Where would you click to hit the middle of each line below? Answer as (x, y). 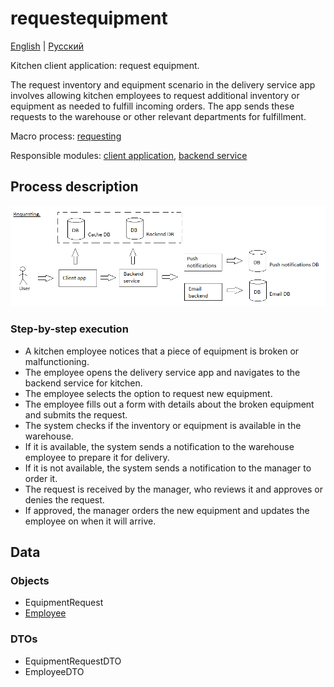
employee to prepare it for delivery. (97, 457)
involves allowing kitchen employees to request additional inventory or (155, 95)
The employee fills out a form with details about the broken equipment (169, 404)
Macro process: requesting (66, 136)
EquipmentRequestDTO (73, 661)
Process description (74, 187)
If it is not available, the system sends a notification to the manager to (168, 468)
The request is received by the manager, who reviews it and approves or (173, 489)
